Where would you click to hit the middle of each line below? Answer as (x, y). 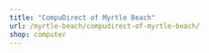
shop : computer (38, 34)
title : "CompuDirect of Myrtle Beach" (82, 18)
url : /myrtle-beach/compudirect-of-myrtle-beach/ (105, 26)
